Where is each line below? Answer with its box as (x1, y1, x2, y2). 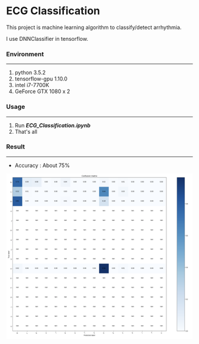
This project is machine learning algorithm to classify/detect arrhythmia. (6, 24, 182, 31)
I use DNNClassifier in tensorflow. (6, 35, 89, 42)
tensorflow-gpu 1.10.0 (14, 75, 68, 82)
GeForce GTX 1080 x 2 (14, 88, 70, 95)
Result (6, 143, 25, 151)
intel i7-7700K (14, 82, 49, 89)
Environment (6, 50, 44, 58)
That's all (14, 128, 37, 135)
